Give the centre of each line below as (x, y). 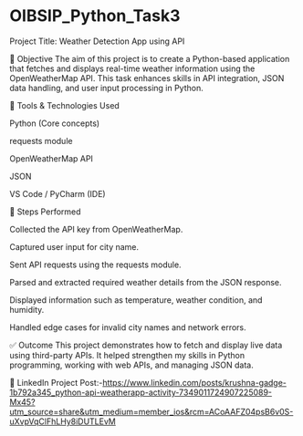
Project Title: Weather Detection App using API (97, 41)
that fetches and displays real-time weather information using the (132, 68)
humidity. (27, 309)
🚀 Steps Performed (45, 212)
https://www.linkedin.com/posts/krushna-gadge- (194, 382)
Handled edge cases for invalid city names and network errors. (128, 327)
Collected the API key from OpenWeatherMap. (96, 229)
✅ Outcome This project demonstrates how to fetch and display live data (146, 345)
